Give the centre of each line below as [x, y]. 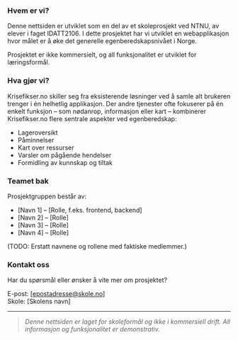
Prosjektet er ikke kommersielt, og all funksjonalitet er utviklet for [102, 55]
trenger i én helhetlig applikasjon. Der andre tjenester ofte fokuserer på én [115, 103]
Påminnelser [36, 140]
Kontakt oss [28, 264]
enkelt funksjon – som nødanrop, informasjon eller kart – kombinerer [107, 111]
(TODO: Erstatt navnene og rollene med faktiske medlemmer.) [97, 246]
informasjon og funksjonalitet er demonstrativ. [92, 329]
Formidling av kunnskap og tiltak [65, 162]
